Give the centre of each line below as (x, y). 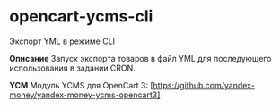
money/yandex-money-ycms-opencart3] (85, 95)
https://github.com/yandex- (204, 85)
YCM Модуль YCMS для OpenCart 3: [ (82, 85)
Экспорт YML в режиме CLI (62, 41)
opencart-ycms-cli (81, 17)
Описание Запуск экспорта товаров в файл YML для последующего (140, 58)
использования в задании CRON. (73, 68)
